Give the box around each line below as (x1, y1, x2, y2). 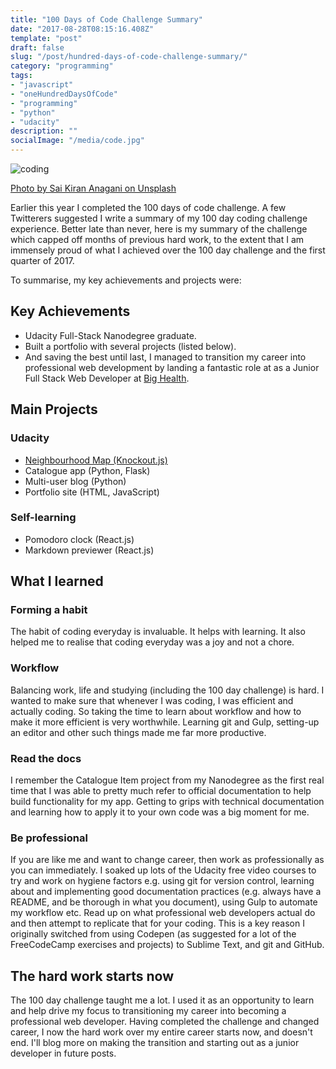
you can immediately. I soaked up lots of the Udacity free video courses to (10, 864, 317, 876)
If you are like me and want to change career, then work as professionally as (10, 854, 325, 866)
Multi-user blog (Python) (24, 475, 127, 487)
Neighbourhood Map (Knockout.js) (24, 454, 168, 466)
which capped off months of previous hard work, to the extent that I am (10, 234, 305, 245)
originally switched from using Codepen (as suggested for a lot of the (10, 928, 297, 940)
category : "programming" (10, 61, 114, 71)
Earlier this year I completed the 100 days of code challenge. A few (10, 202, 287, 213)
